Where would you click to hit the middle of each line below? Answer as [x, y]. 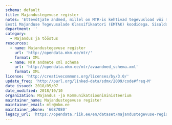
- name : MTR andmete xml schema [45, 62]
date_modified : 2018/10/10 [34, 91]
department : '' [21, 29]
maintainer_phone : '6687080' [36, 110]
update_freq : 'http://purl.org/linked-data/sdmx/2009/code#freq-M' [79, 81]
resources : [17, 43]
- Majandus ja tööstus [34, 39]
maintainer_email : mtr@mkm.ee [38, 105]
